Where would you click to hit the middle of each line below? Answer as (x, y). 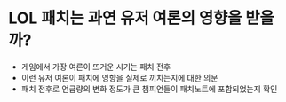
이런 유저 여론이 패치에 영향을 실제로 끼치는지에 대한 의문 (119, 77)
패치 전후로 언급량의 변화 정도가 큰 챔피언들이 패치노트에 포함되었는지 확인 (149, 89)
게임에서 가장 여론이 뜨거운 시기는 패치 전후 (96, 67)
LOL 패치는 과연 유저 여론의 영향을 (125, 18)
